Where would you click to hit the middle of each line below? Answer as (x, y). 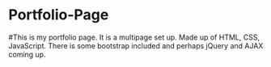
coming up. (27, 54)
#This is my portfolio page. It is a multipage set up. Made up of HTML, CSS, (134, 37)
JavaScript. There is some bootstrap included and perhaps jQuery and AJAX (136, 45)
